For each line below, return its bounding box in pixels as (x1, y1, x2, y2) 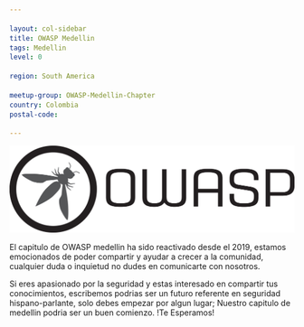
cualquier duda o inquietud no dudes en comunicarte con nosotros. (9, 261, 261, 272)
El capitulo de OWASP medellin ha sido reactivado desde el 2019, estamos (9, 242, 287, 253)
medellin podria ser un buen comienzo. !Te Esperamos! (9, 307, 215, 318)
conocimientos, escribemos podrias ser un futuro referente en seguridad (9, 288, 281, 299)
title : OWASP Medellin (9, 33, 95, 42)
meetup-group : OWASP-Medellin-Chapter (9, 90, 156, 99)
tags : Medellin (9, 43, 67, 52)
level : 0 (9, 52, 43, 62)
